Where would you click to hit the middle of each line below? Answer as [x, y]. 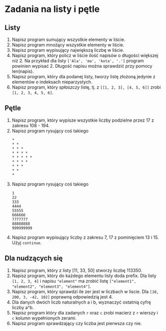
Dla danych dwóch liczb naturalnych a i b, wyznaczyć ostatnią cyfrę [81, 302]
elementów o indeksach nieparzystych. [52, 82]
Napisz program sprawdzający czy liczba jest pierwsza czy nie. [77, 323]
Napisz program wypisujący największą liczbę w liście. [68, 50]
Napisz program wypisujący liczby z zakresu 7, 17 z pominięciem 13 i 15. [85, 237]
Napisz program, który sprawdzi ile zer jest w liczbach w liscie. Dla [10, [85, 291]
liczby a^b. [23, 307]
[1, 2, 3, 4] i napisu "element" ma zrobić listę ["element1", [74, 281]
